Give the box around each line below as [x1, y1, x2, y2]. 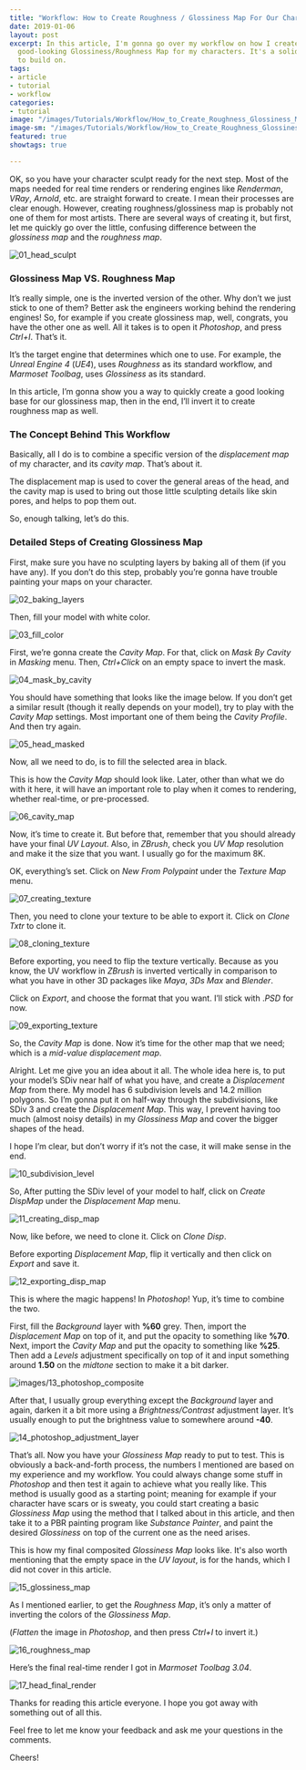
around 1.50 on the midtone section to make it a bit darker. [9, 1359, 229, 1370]
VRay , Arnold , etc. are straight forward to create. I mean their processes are [9, 192, 294, 203]
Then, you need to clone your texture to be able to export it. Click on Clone [9, 911, 290, 921]
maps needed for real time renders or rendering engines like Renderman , [9, 183, 284, 194]
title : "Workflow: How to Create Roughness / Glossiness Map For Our [9, 13, 280, 23]
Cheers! [9, 1752, 39, 1763]
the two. [9, 1302, 41, 1313]
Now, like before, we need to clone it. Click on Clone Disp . [9, 1230, 227, 1241]
